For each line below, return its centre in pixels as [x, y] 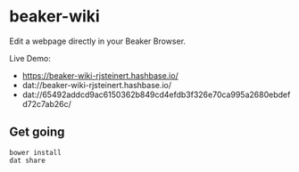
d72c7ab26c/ [46, 103]
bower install [36, 152]
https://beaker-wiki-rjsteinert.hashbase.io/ [100, 75]
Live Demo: [30, 58]
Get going [37, 132]
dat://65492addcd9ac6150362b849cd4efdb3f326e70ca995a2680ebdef [156, 94]
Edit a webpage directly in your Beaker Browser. [97, 41]
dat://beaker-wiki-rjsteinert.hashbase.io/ [97, 85]
